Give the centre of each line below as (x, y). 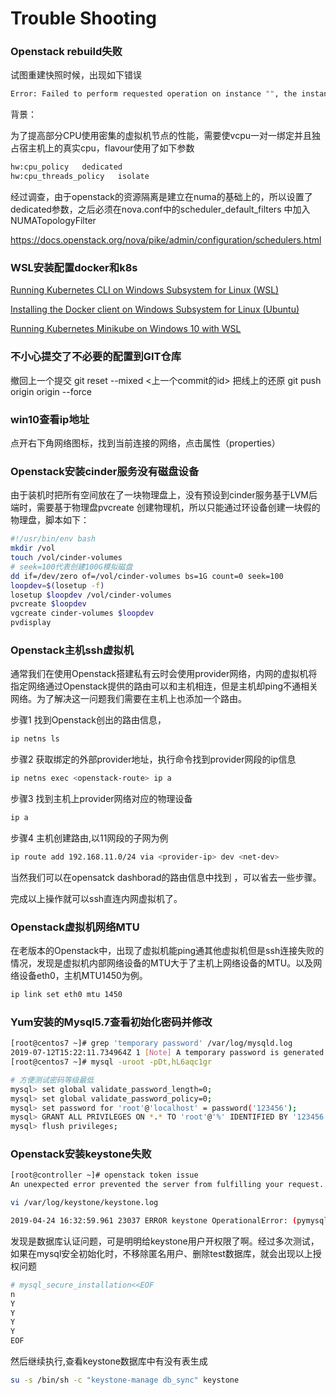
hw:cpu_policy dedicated (66, 167)
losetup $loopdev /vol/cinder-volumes (91, 595)
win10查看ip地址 (50, 419)
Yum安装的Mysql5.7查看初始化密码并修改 (111, 1022)
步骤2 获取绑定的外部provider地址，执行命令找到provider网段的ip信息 (153, 759)
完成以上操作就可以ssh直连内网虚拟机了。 (96, 898)
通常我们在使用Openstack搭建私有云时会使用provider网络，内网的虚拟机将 (164, 674)
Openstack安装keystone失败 (81, 1154)
